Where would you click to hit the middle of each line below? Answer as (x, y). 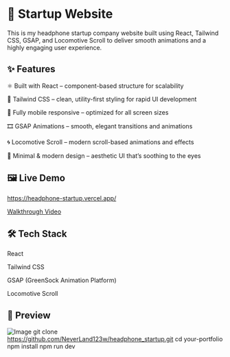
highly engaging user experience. (55, 47)
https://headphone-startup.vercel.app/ (62, 198)
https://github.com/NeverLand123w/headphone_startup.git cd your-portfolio (115, 339)
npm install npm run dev (41, 347)
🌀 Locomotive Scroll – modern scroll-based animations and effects (101, 142)
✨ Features (31, 69)
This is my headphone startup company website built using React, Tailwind (113, 33)
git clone (46, 332)
